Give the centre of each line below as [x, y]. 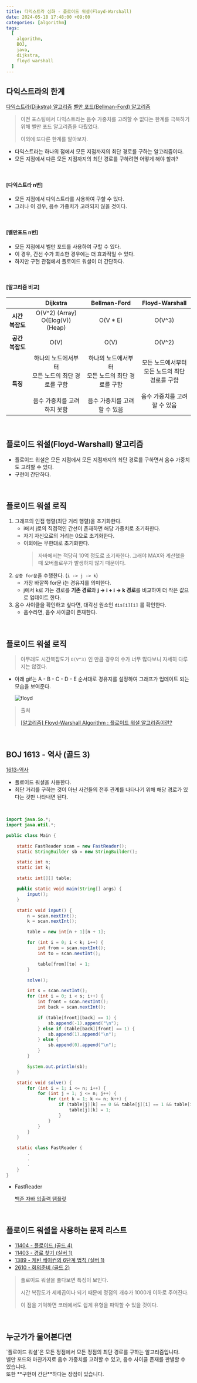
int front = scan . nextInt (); [73, 1002]
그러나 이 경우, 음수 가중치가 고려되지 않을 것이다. [71, 206]
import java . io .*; [28, 820]
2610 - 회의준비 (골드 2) [42, 1268]
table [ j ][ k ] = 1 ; [90, 1110]
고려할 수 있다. [37, 467]
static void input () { [44, 910]
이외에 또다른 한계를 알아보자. [54, 139]
